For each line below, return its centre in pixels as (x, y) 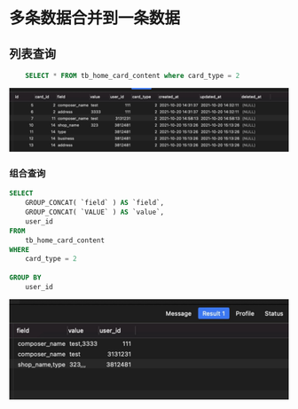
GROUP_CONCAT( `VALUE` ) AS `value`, (95, 212)
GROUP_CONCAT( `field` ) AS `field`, (95, 203)
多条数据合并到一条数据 (95, 18)
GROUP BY (25, 278)
